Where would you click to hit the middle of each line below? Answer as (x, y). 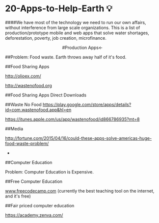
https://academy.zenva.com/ (34, 215)
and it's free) (18, 196)
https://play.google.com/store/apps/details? (87, 104)
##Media (14, 128)
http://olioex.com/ (23, 76)
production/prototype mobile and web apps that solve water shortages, (77, 33)
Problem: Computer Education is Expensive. (50, 172)
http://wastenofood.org (29, 85)
